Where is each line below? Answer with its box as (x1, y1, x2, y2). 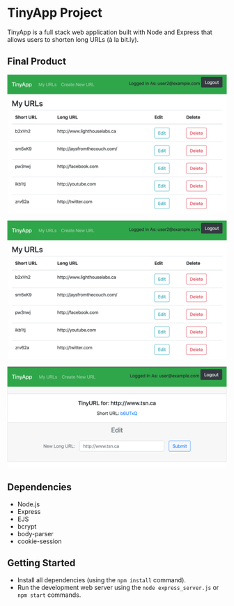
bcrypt (17, 522, 37, 531)
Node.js (17, 500, 40, 508)
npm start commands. (17, 591, 81, 599)
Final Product (7, 56, 66, 68)
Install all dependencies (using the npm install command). (17, 575, 187, 584)
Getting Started (7, 557, 76, 569)
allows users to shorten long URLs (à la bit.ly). (7, 35, 139, 43)
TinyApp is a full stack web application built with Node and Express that (7, 28, 212, 36)
